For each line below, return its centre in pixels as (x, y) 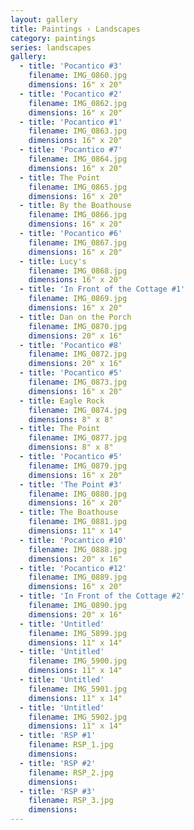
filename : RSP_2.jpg (71, 772)
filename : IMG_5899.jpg (78, 633)
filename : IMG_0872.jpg (78, 354)
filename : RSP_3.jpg (71, 801)
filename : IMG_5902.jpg (78, 717)
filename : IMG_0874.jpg (78, 410)
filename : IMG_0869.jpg (78, 299)
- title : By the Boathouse (75, 206)
